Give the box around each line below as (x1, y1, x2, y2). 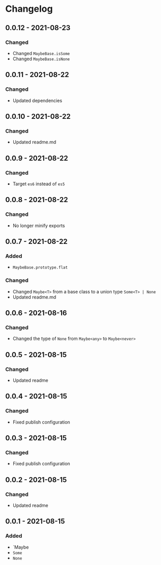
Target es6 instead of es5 (12, 181, 65, 187)
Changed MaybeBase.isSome (12, 50, 70, 56)
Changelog (5, 3, 53, 15)
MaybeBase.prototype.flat (12, 265, 68, 271)
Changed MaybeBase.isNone (12, 56, 70, 62)
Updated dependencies (12, 97, 63, 104)
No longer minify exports (12, 223, 65, 229)
